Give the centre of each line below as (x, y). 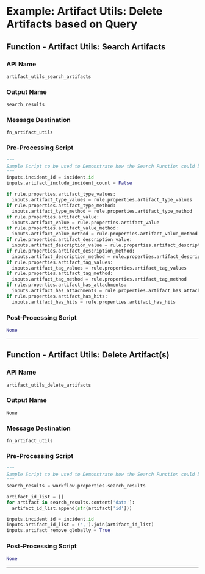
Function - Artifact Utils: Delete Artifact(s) (88, 355)
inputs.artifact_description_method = (61, 257)
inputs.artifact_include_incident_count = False (69, 183)
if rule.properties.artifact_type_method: (61, 206)
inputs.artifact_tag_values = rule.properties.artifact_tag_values (99, 268)
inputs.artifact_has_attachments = (57, 291)
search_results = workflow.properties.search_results (76, 486)
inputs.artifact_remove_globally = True (59, 531)
